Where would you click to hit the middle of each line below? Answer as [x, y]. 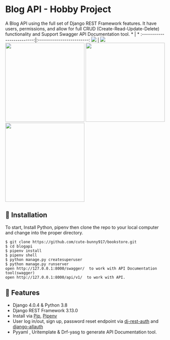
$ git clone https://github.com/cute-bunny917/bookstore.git [71, 242]
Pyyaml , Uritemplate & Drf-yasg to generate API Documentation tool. [84, 332]
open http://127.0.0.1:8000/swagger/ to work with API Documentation [81, 268]
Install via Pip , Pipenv [35, 316]
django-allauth [28, 326]
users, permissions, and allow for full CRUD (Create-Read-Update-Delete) [82, 28]
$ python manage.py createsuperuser [44, 260]
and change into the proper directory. [44, 232]
